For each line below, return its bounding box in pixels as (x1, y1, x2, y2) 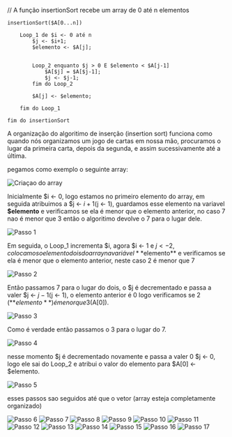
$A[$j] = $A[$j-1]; (44, 68, 101, 75)
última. (7, 151, 27, 160)
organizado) (7, 401, 42, 410)
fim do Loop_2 (32, 80, 73, 87)
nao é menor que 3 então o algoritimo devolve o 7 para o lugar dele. (7, 214, 203, 223)
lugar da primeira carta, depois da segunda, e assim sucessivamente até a (7, 145, 221, 152)
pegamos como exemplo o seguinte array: (7, 165, 129, 173)
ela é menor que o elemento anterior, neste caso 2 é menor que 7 (7, 256, 195, 265)
